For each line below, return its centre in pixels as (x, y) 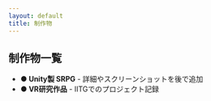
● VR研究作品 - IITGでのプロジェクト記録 (90, 89)
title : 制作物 (30, 23)
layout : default (36, 16)
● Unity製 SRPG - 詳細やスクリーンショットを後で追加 (112, 79)
